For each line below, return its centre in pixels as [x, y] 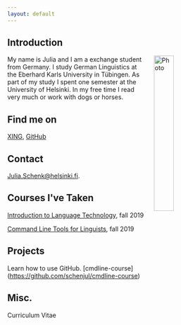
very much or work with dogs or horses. [65, 97]
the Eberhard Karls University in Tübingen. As [73, 74]
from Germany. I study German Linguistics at [72, 67]
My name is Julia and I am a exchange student [75, 59]
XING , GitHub [27, 137]
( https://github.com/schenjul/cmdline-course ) [74, 275]
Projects [26, 251]
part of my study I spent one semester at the [72, 82]
